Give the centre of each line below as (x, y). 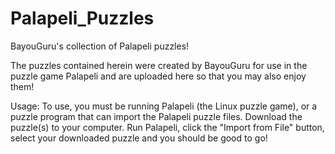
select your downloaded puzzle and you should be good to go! (139, 138)
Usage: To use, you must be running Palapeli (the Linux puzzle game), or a (164, 106)
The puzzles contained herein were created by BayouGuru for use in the (159, 65)
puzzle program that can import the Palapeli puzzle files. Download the (156, 116)
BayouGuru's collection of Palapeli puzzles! (100, 46)
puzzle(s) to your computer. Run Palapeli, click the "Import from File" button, (167, 127)
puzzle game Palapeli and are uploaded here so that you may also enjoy (158, 76)
